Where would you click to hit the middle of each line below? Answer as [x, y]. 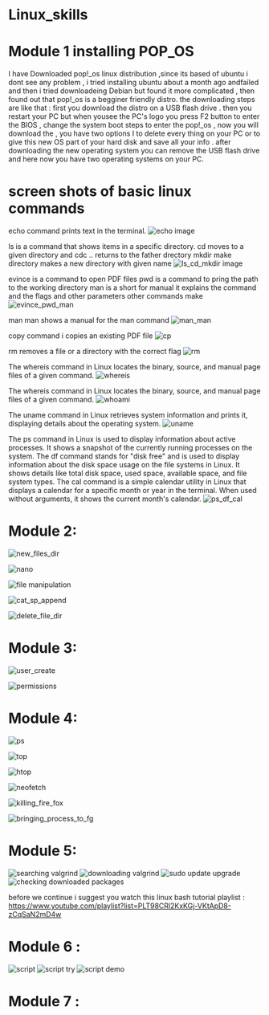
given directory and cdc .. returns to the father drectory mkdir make [120, 255]
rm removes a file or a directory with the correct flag [95, 352]
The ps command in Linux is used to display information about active [122, 439]
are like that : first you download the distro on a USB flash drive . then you [130, 108]
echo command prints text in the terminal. [77, 231]
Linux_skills [48, 15]
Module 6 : [45, 947]
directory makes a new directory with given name [90, 263]
